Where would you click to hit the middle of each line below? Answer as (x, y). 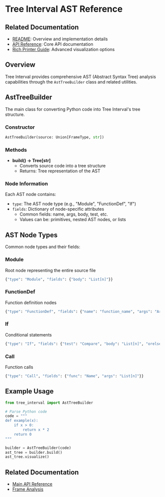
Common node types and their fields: (43, 247)
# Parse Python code (26, 412)
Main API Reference (32, 484)
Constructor (20, 127)
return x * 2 (36, 430)
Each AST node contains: (31, 194)
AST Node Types (31, 235)
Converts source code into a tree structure (63, 166)
